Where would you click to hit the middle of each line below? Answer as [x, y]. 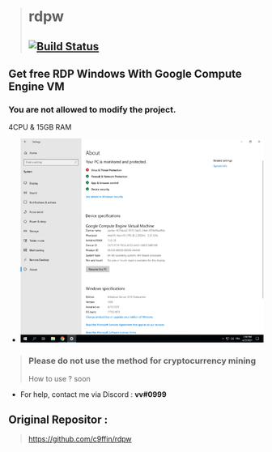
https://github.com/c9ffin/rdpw [80, 439]
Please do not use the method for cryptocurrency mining [142, 361]
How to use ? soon [59, 378]
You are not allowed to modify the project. [92, 109]
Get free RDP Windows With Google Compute [125, 73]
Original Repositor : [58, 419]
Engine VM [36, 86]
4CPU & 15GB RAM [40, 127]
